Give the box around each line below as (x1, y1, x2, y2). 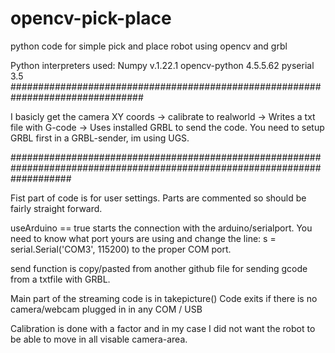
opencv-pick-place (10, 7, 172, 30)
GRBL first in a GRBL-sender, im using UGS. (10, 132, 190, 144)
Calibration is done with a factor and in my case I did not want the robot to (10, 322, 316, 334)
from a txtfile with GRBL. (10, 273, 111, 285)
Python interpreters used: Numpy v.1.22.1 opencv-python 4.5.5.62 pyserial (10, 59, 315, 71)
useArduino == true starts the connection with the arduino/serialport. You (10, 222, 313, 234)
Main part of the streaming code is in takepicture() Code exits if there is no (10, 292, 318, 304)
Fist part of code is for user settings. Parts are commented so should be (10, 192, 307, 204)
